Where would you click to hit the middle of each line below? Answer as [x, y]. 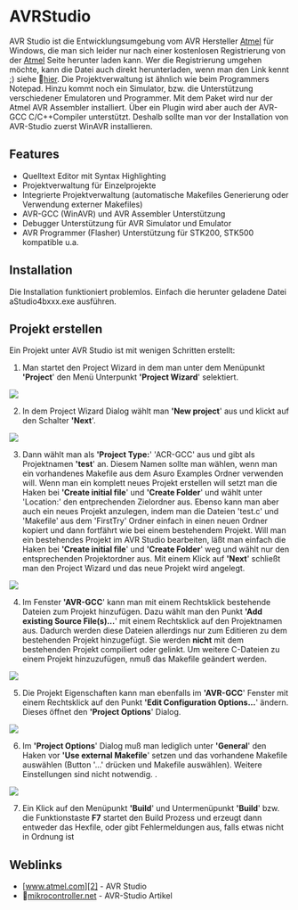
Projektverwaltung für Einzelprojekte [89, 185]
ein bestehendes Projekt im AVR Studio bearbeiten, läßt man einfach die [154, 540]
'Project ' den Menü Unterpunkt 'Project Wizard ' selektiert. [130, 377]
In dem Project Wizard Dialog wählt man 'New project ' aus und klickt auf [155, 411]
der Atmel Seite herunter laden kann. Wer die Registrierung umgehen [136, 60]
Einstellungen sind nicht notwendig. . [89, 775]
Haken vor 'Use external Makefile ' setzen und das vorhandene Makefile [155, 756]
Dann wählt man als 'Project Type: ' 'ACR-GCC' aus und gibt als [138, 455]
